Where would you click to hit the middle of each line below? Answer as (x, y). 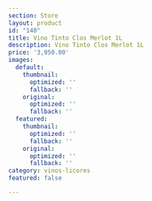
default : (30, 68)
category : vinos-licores (49, 171)
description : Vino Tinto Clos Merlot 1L (76, 45)
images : (21, 60)
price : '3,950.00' (39, 52)
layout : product (35, 23)
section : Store (33, 15)
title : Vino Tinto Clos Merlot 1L (66, 38)
